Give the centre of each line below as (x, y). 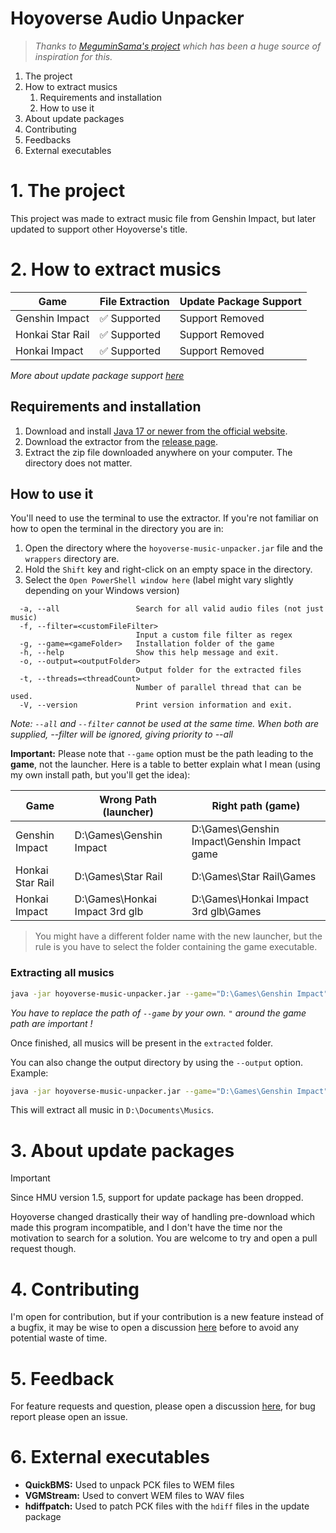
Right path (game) (256, 806)
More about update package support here (97, 375)
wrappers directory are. (72, 559)
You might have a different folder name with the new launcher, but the (178, 936)
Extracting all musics (62, 973)
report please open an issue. (69, 1417)
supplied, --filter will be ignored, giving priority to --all (121, 734)
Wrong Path (128, 800)
